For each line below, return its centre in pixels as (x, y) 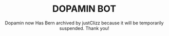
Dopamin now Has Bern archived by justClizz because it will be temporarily (84, 23)
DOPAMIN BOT (84, 9)
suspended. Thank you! (84, 28)
